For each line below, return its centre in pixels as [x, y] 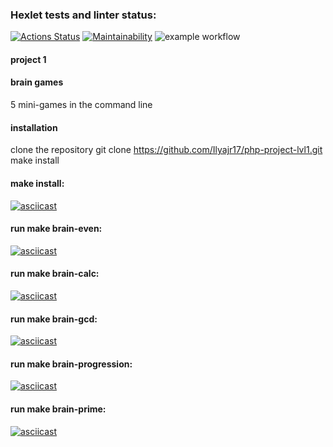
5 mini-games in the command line [81, 105]
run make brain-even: [56, 229]
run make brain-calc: [55, 274]
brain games [37, 82]
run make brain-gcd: [54, 319]
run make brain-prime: [58, 409]
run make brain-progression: [71, 364]
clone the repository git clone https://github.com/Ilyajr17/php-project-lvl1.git [166, 150]
